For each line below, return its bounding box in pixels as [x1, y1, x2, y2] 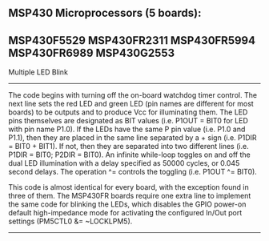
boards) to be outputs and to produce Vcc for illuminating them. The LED [8, 107, 248, 117]
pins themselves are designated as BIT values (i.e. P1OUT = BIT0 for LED [8, 116, 248, 126]
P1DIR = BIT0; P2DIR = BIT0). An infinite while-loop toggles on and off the [8, 150, 251, 159]
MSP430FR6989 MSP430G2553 [8, 46, 175, 59]
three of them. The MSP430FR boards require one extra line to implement [8, 191, 251, 201]
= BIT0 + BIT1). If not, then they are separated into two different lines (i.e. [8, 142, 250, 151]
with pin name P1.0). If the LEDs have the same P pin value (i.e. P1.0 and [8, 124, 246, 135]
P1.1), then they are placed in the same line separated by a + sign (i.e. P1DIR [8, 133, 258, 143]
